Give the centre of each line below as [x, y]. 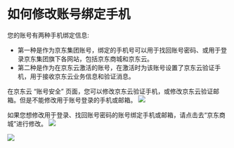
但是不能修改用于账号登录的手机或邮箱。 [78, 100]
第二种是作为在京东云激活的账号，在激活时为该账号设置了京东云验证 [116, 67]
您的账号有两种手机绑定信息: [48, 35]
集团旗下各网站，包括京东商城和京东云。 [95, 59]
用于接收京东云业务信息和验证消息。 [82, 76]
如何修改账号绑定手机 [69, 14]
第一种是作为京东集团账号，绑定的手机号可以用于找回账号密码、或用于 [119, 50]
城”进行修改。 [27, 123]
